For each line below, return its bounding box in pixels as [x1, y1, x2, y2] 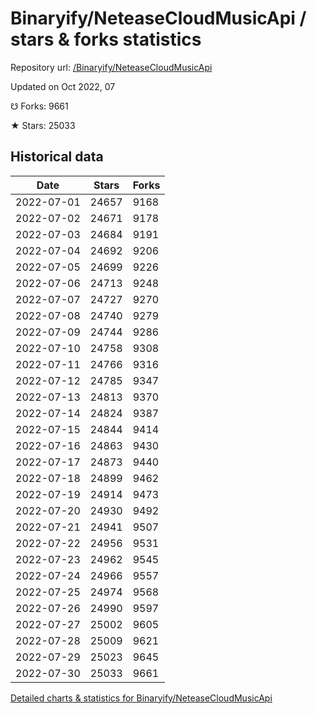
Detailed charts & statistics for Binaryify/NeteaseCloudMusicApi [10, 692, 273, 704]
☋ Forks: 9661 [10, 100, 69, 112]
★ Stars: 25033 [10, 119, 76, 131]
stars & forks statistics [10, 28, 202, 51]
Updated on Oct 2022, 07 [10, 80, 116, 92]
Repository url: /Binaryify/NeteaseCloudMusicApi [10, 61, 213, 73]
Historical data [10, 148, 104, 166]
